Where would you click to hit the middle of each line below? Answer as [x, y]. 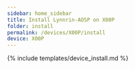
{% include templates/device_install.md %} [68, 58]
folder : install [30, 26]
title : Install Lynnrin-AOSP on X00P [61, 20]
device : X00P [26, 39]
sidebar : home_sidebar [39, 13]
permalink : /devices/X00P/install [57, 32]
